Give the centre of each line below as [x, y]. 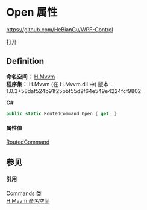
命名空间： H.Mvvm [31, 77]
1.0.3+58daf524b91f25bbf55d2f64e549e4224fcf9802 [74, 91]
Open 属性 [32, 12]
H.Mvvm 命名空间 [28, 201]
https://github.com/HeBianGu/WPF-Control [60, 29]
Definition [25, 61]
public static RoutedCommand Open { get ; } [62, 113]
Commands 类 [24, 193]
